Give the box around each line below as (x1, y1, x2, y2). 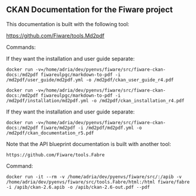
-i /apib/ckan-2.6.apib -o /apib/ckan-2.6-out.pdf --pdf (6, 184, 150, 190)
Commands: (6, 43, 36, 50)
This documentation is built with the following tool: (6, 20, 129, 27)
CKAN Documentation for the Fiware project (6, 5, 173, 15)
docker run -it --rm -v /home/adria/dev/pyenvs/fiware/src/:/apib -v (6, 173, 182, 180)
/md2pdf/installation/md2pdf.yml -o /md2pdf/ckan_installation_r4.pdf (6, 97, 185, 103)
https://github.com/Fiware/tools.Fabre (6, 151, 105, 158)
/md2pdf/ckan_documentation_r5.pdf (6, 130, 94, 136)
